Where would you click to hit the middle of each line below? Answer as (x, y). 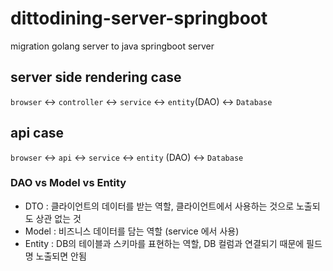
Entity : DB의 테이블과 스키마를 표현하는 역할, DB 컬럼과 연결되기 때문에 (164, 243)
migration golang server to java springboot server (112, 46)
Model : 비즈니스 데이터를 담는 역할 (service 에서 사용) (132, 231)
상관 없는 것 (58, 218)
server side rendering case (96, 77)
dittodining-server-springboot (139, 18)
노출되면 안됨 (61, 256)
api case (37, 133)
